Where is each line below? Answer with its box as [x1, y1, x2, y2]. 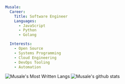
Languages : [14, 18, 37, 23]
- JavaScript [18, 23, 46, 28]
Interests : [9, 41, 32, 47]
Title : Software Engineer [14, 14, 68, 19]
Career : [9, 9, 26, 14]
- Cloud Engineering [14, 55, 57, 60]
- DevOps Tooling [14, 60, 50, 65]
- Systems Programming [14, 50, 61, 56]
